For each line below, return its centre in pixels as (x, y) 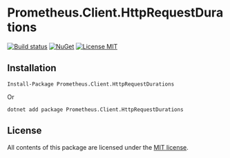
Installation (32, 68)
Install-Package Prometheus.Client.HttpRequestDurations (91, 84)
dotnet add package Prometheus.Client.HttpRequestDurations (96, 109)
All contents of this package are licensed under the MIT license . (98, 147)
